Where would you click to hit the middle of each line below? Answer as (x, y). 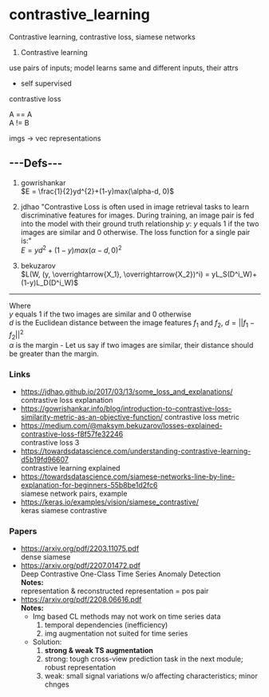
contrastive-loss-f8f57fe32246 (72, 434)
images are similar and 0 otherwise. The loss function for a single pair (135, 232)
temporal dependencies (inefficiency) (106, 625)
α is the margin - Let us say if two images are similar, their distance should (131, 345)
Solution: (47, 642)
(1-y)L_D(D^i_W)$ (49, 283)
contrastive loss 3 (50, 442)
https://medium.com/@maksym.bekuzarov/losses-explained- (121, 425)
